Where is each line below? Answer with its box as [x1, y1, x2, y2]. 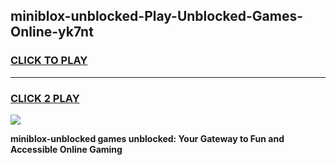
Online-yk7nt [10, 24, 94, 41]
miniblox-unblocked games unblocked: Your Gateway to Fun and [10, 132, 285, 144]
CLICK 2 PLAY [10, 91, 80, 105]
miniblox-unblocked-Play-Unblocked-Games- [10, 8, 303, 25]
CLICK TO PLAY [10, 54, 88, 68]
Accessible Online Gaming [10, 143, 123, 155]
